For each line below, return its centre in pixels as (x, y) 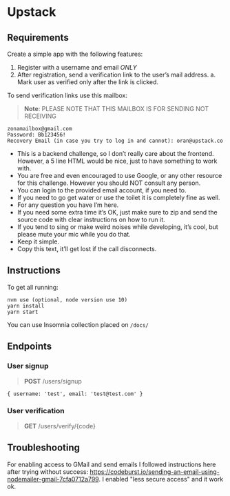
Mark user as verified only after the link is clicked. (88, 82)
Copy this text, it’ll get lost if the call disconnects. (87, 249)
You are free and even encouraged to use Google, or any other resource (119, 176)
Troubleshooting (44, 448)
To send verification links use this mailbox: (67, 95)
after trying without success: (48, 472)
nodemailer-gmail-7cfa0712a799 (53, 479)
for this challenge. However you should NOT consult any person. (109, 183)
